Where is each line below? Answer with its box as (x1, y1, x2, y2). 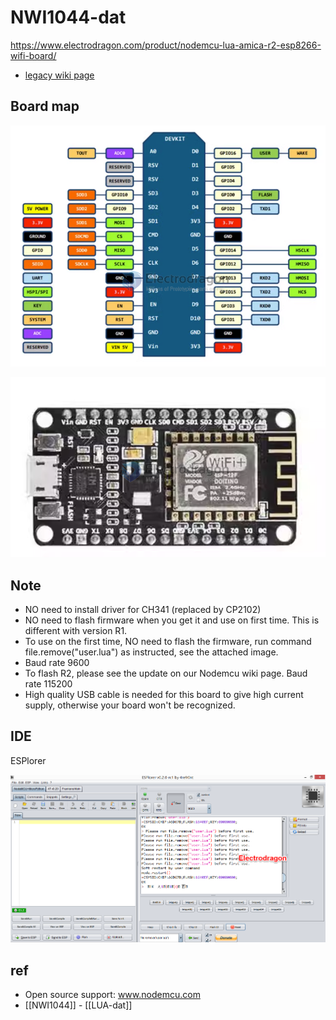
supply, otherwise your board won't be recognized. (24, 699, 236, 711)
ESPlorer (10, 754, 47, 766)
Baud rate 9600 (24, 657, 90, 668)
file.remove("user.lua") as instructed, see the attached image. (24, 646, 279, 658)
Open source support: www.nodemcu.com (24, 989, 201, 1001)
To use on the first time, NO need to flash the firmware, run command (24, 636, 312, 647)
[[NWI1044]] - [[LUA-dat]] (24, 999, 133, 1011)
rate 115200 (24, 678, 73, 690)
